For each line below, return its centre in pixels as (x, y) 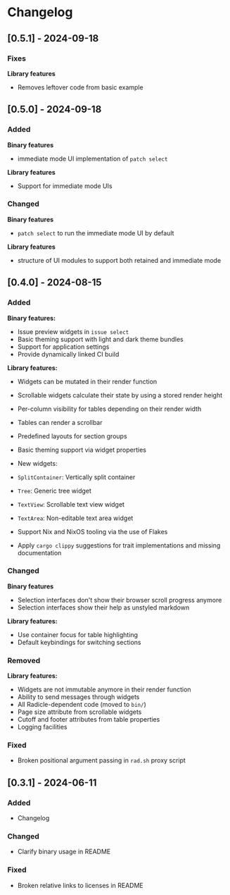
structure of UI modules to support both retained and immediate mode (119, 260)
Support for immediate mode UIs (65, 186)
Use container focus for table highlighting (78, 634)
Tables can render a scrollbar (60, 422)
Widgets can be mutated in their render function (87, 381)
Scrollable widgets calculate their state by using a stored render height (120, 395)
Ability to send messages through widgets (78, 697)
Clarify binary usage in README (64, 852)
